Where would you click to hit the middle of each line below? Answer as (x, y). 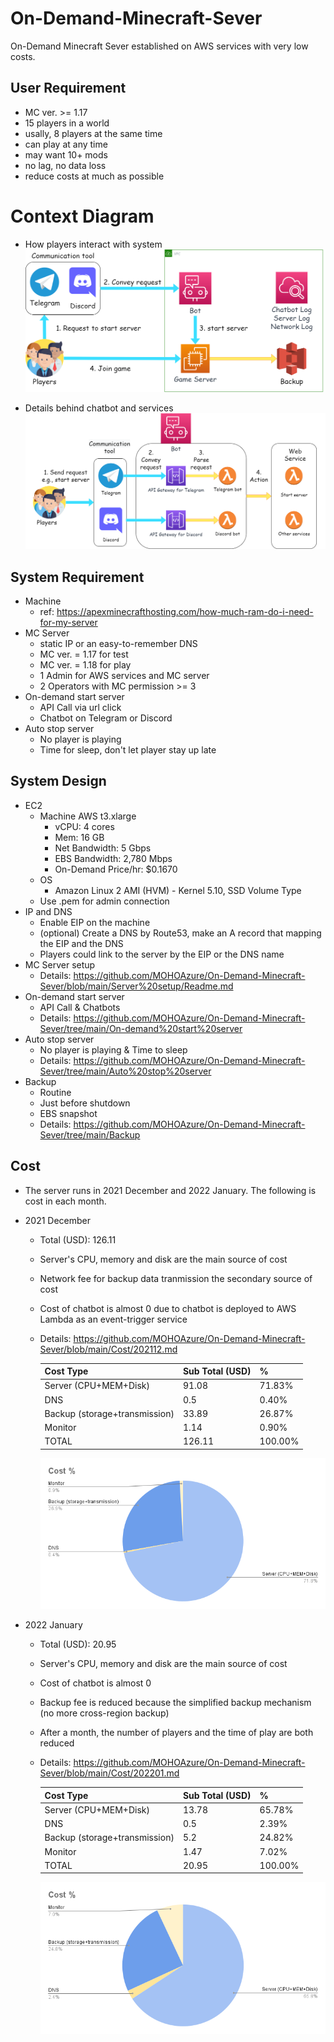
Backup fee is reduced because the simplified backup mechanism (175, 1703)
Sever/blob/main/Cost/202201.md (109, 1773)
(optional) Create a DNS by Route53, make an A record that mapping (180, 933)
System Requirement (77, 577)
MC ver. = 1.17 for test (84, 654)
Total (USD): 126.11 (78, 1239)
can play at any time (66, 144)
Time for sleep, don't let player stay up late (128, 749)
